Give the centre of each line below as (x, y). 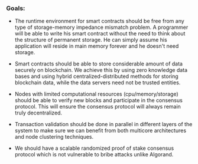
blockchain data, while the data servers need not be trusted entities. (98, 83)
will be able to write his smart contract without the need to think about (100, 34)
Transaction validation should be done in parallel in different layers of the (103, 124)
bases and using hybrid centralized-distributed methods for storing (96, 76)
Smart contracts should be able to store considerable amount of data (99, 64)
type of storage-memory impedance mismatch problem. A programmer (101, 27)
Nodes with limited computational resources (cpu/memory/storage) (96, 94)
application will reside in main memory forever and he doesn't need (97, 46)
